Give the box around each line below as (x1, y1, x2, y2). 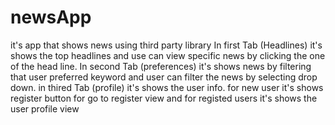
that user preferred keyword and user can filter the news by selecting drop (10, 71, 318, 83)
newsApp (10, 6, 92, 29)
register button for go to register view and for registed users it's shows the (10, 92, 318, 104)
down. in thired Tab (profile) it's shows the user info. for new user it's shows (10, 81, 324, 93)
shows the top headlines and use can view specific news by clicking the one (10, 49, 326, 61)
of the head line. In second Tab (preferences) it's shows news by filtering (10, 60, 312, 72)
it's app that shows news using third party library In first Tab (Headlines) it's (10, 39, 323, 51)
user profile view (10, 102, 80, 115)
